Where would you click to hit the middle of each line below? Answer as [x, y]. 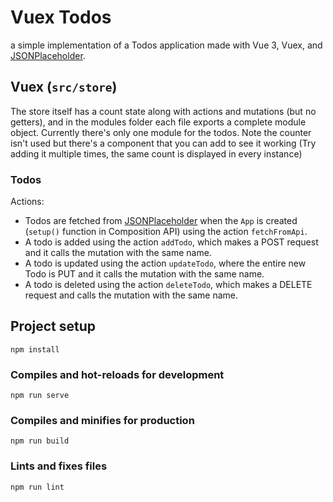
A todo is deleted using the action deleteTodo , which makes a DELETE [168, 285]
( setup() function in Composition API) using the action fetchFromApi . [166, 232]
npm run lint [37, 487]
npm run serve [40, 396]
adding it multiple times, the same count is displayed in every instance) [156, 153]
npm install [35, 349]
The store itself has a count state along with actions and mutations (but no [163, 111]
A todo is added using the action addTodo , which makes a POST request [171, 242]
